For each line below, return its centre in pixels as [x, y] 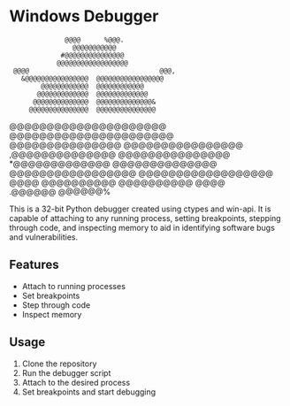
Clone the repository [59, 364]
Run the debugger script [66, 372]
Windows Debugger [84, 16]
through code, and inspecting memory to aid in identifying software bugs [142, 227]
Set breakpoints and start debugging [89, 392]
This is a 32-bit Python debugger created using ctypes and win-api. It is [140, 209]
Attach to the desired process [76, 382]
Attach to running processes [74, 286]
